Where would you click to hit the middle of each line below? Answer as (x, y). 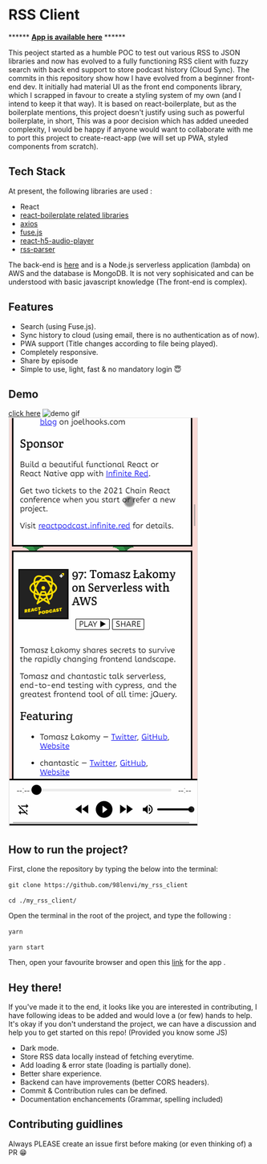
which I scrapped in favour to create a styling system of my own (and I (125, 95)
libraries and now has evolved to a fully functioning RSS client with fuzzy (128, 61)
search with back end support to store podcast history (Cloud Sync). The (129, 69)
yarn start (26, 948)
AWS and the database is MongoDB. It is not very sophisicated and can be (131, 273)
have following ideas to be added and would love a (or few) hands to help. (130, 1015)
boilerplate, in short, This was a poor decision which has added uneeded (128, 120)
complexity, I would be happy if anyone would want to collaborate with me (131, 129)
